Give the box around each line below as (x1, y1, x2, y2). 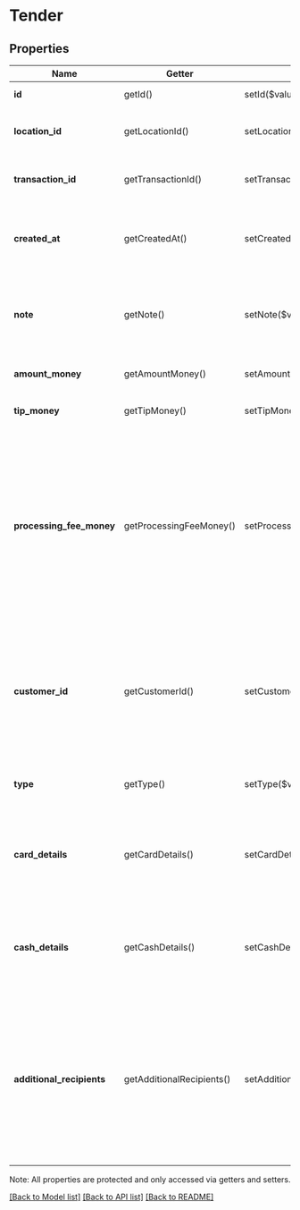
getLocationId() (123, 125, 189, 137)
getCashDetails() (123, 941, 196, 953)
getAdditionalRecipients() (123, 1073, 231, 1085)
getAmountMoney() (123, 368, 207, 380)
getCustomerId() (123, 685, 195, 698)
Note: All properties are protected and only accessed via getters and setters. (9, 1174, 292, 1185)
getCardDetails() (123, 849, 194, 860)
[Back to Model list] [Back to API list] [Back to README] (9, 1191, 214, 1202)
